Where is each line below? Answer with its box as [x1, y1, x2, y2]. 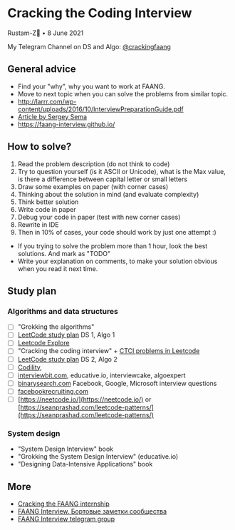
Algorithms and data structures [7, 306, 119, 316]
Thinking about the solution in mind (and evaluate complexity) [17, 190, 199, 198]
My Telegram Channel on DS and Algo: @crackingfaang [7, 42, 171, 51]
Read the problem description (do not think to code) [17, 159, 170, 168]
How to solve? [7, 141, 72, 153]
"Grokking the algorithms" [17, 322, 95, 331]
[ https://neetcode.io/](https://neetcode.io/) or [17, 394, 152, 404]
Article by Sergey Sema [17, 112, 88, 121]
